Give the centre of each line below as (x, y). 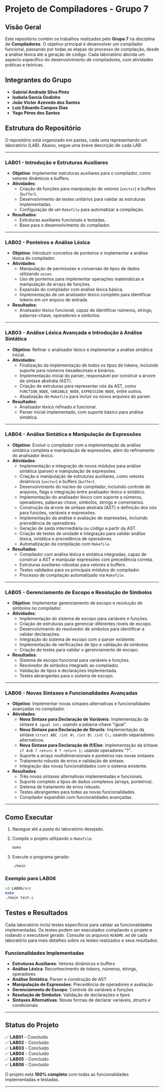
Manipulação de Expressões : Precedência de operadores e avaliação (82, 984)
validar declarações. (40, 634)
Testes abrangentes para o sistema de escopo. (67, 676)
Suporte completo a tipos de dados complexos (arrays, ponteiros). (86, 782)
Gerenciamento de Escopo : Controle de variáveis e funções (73, 989)
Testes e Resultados (37, 913)
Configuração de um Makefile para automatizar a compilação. (82, 209)
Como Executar (29, 817)
